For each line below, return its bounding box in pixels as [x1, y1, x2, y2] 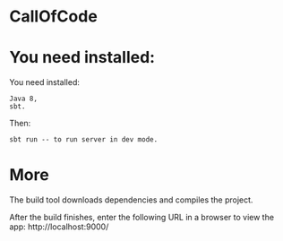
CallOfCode [9, 6, 99, 27]
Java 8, [9, 94, 39, 104]
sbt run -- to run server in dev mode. [9, 135, 159, 144]
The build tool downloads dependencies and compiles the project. [9, 194, 253, 205]
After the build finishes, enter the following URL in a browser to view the [9, 212, 275, 223]
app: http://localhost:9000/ [9, 221, 109, 232]
